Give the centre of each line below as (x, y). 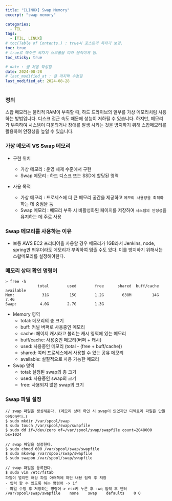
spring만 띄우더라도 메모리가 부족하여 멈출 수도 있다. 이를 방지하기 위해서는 (88, 249)
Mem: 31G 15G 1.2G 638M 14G (82, 295)
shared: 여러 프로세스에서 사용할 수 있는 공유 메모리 (72, 353)
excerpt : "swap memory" (31, 15)
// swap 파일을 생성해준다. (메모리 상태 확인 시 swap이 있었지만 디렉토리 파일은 (81, 411)
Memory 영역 (26, 314)
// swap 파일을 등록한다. (29, 468)
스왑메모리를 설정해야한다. (39, 256)
